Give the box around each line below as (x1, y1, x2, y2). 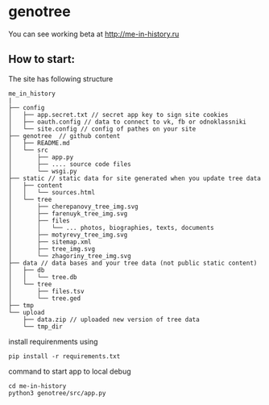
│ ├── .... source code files (8, 160, 131, 168)
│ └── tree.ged (8, 294, 81, 303)
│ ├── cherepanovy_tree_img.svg (8, 202, 139, 211)
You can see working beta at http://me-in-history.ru (8, 29, 180, 39)
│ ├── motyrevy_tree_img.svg (8, 231, 128, 239)
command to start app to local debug (8, 366, 131, 376)
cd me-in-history (8, 382, 67, 390)
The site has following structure (8, 73, 114, 83)
